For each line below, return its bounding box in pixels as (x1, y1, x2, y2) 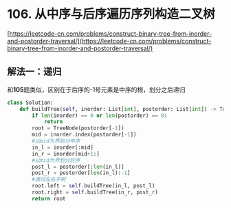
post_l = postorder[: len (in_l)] (32, 163, 125, 170)
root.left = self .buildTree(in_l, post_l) (32, 183, 155, 189)
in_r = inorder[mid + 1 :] (32, 150, 100, 157)
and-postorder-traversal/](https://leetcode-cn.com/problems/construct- (7, 37, 212, 45)
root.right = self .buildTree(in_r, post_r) (32, 189, 158, 196)
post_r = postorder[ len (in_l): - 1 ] (32, 169, 131, 176)
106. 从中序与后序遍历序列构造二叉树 (7, 6, 215, 22)
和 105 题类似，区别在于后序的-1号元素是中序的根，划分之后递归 (7, 85, 186, 94)
